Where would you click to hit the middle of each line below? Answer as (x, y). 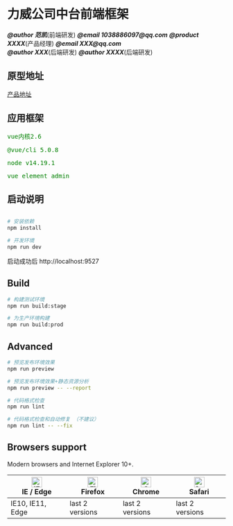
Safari (199, 491)
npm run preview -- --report (49, 388)
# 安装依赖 (21, 222)
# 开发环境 (21, 241)
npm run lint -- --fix (40, 426)
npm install (24, 228)
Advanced (30, 347)
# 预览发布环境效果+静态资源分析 (48, 381)
